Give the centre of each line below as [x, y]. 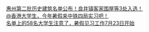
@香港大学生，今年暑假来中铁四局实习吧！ [57, 16]
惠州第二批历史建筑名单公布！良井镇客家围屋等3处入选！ [74, 8]
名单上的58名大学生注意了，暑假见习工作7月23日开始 [70, 23]
